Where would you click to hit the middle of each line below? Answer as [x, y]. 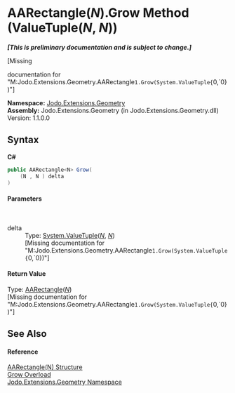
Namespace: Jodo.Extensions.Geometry [66, 102]
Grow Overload [29, 375]
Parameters [25, 199]
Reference [23, 352]
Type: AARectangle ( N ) [40, 289]
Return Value [27, 274]
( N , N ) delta [42, 176]
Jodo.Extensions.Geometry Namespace [65, 382]
